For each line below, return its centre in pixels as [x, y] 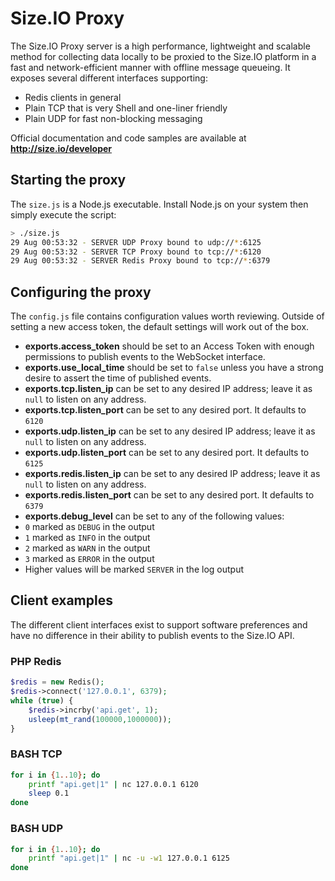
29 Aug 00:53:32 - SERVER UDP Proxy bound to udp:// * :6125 [136, 242]
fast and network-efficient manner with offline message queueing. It [150, 67]
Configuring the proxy [81, 292]
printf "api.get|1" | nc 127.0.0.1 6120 [113, 784]
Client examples [61, 600]
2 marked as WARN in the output [87, 548]
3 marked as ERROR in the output [89, 559]
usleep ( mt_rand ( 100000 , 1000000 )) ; [100, 719]
